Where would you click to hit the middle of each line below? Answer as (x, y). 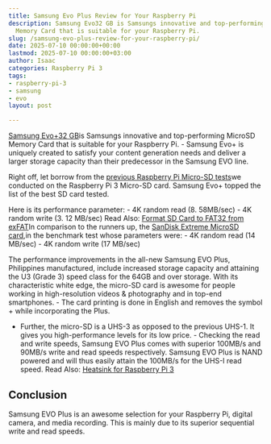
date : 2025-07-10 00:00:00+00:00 (65, 46)
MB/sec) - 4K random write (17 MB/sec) (75, 244)
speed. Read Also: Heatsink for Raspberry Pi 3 (97, 369)
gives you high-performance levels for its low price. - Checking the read (140, 335)
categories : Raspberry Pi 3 (56, 68)
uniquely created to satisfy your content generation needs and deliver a (127, 153)
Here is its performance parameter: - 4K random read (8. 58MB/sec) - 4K (130, 210)
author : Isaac (32, 61)
